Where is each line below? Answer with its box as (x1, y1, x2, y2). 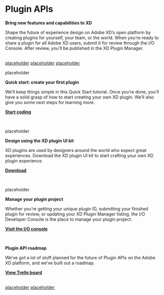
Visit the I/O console (5, 226, 48, 232)
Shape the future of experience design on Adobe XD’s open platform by (5, 29, 151, 35)
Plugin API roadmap (5, 245, 47, 251)
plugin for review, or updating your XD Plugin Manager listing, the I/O (5, 211, 145, 217)
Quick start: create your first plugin (5, 79, 79, 85)
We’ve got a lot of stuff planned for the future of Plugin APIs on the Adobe (5, 254, 156, 260)
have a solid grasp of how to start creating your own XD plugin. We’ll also (5, 94, 154, 100)
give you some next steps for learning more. (5, 99, 95, 105)
